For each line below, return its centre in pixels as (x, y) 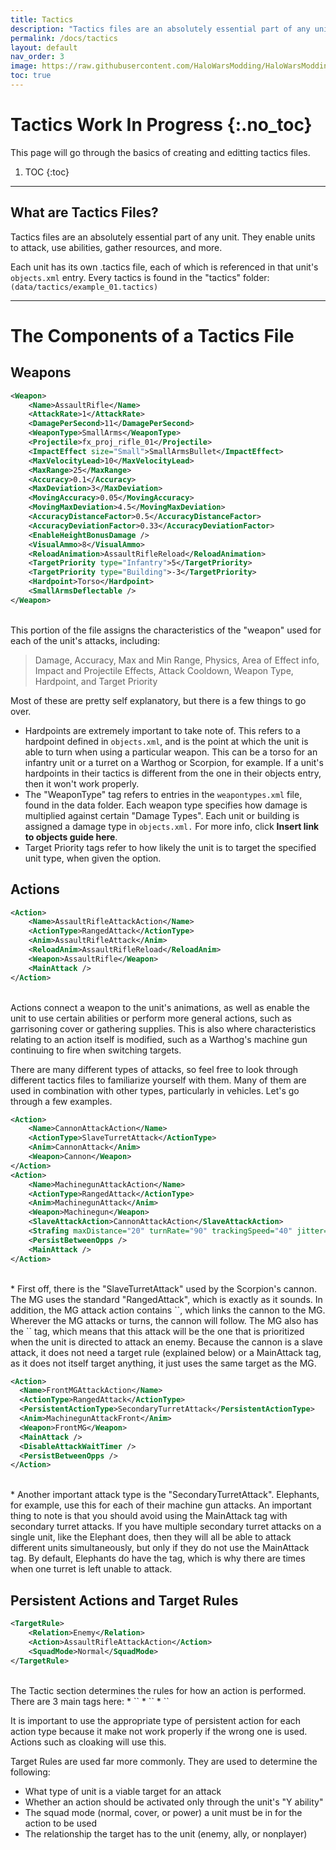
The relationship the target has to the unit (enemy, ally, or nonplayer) (166, 1833)
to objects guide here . (71, 837)
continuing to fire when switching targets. (96, 1050)
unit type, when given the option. (93, 858)
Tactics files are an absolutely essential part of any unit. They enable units (163, 237)
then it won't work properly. (82, 783)
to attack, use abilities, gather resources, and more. (116, 247)
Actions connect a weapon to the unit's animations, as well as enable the (160, 1007)
